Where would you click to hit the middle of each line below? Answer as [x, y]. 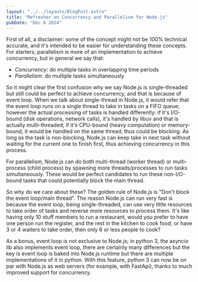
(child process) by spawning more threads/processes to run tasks [107, 168]
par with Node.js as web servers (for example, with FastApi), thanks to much [99, 266]
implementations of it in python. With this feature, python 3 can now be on [97, 260]
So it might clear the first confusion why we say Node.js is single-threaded [97, 87]
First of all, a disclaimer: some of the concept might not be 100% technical [97, 40]
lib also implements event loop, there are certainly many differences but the [98, 247]
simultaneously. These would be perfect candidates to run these [85, 174]
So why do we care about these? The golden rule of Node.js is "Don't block [98, 192]
